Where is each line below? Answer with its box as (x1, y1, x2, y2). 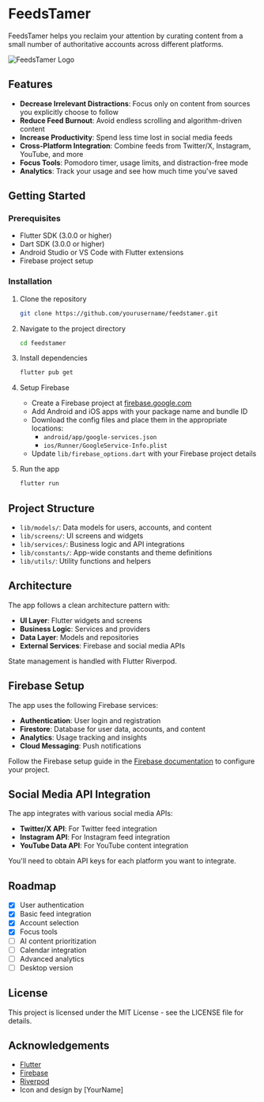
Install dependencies (19, 354, 89, 363)
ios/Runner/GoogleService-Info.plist (43, 442, 168, 450)
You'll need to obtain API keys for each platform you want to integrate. (8, 856, 237, 866)
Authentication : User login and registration (19, 715, 161, 725)
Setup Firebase (19, 383, 70, 392)
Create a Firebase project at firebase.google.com (31, 398, 192, 408)
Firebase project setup (19, 256, 93, 266)
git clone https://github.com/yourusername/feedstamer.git (19, 309, 219, 317)
